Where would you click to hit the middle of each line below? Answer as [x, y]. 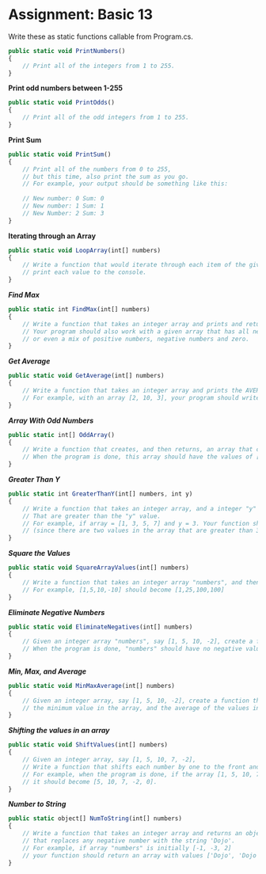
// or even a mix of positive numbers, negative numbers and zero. [136, 339]
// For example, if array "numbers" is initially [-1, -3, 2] [127, 848]
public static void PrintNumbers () [67, 51]
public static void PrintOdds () [61, 103]
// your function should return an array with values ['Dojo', [129, 855]
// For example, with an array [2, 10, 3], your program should [131, 397]
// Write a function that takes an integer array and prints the [133, 391]
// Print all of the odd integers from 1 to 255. [106, 118]
